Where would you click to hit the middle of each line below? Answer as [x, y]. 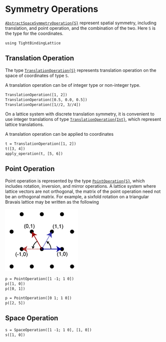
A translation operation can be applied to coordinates [59, 134]
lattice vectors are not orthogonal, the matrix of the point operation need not [83, 191]
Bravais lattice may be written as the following [52, 202]
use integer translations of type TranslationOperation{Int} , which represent [83, 119]
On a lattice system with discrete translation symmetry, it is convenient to [80, 114]
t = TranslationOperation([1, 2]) [41, 144]
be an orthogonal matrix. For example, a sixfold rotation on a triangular [77, 196]
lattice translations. [25, 124]
